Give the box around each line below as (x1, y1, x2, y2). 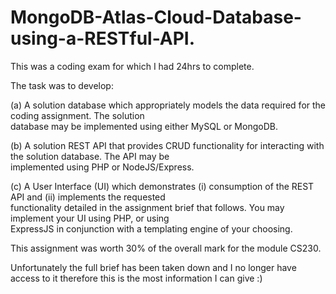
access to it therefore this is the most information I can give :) (10, 272, 263, 284)
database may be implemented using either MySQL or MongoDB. (10, 120, 278, 132)
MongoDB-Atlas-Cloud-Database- (10, 6, 302, 29)
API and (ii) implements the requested (10, 191, 166, 203)
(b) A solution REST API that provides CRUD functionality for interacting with (10, 139, 325, 151)
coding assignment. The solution (10, 109, 145, 121)
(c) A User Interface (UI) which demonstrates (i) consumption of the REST (10, 180, 315, 192)
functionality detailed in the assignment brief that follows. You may (10, 201, 285, 213)
